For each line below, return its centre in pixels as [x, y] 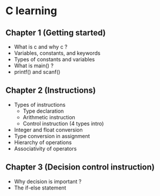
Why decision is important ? [48, 181]
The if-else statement [40, 188]
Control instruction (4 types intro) [63, 123]
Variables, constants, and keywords [57, 53]
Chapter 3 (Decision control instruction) [80, 167]
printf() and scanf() [37, 72]
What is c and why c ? [41, 47]
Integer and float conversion [48, 130]
